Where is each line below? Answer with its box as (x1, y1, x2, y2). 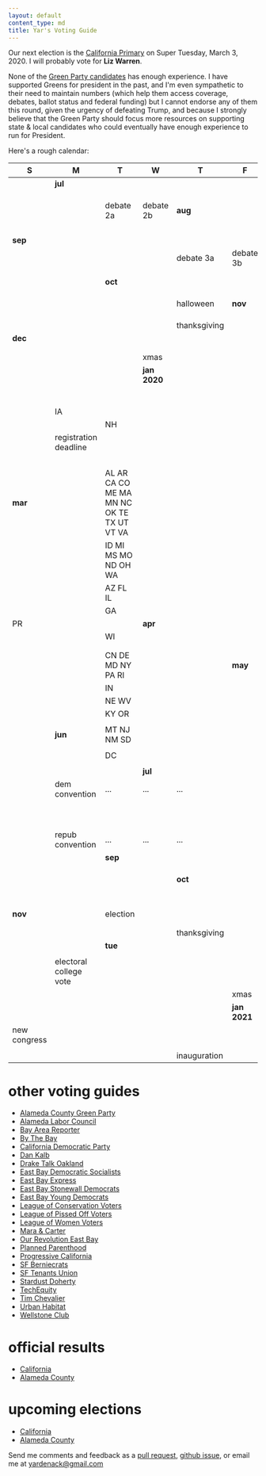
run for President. (8, 131, 66, 140)
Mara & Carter (19, 1226, 66, 1236)
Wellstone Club (19, 1310, 70, 1320)
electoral (54, 956, 88, 967)
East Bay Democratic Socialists (19, 1167, 121, 1177)
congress (12, 1034, 47, 1046)
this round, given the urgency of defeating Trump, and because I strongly (8, 105, 247, 115)
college (54, 966, 82, 977)
